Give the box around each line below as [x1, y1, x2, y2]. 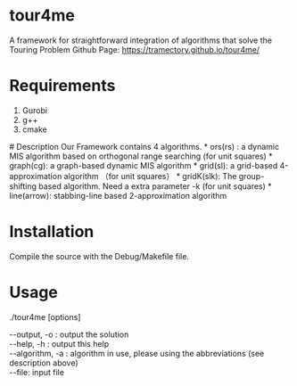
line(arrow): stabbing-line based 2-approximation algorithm [9, 190, 227, 201]
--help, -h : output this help [9, 338, 110, 349]
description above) [9, 357, 78, 368]
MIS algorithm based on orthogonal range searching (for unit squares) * [9, 151, 274, 161]
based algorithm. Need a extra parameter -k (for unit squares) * [38, 180, 272, 192]
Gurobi [21, 104, 47, 116]
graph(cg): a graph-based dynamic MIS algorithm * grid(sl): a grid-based [9, 160, 278, 170]
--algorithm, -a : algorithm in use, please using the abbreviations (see [9, 348, 265, 358]
